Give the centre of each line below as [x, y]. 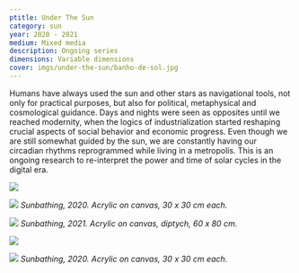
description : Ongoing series [64, 51]
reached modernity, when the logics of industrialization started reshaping [145, 121]
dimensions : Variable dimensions [72, 59]
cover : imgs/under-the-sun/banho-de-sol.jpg [94, 68]
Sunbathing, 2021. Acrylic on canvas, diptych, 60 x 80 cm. [129, 223]
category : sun [36, 26]
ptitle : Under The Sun [52, 18]
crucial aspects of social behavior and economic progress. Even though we [149, 131]
